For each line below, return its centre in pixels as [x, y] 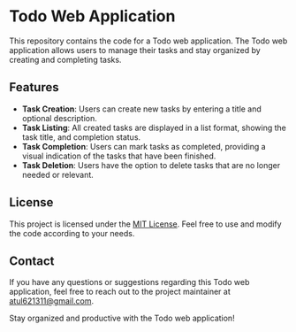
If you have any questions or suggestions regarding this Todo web [129, 282]
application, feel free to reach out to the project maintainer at [120, 292]
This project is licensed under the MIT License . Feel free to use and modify [145, 224]
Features [34, 87]
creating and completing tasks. [65, 59]
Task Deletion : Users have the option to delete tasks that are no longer [151, 165]
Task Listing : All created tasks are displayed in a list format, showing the [154, 127]
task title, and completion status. [81, 137]
